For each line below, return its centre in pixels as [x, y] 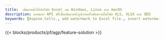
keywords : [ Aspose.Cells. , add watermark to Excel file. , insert [73, 19]
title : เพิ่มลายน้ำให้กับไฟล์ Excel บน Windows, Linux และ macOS [64, 10]
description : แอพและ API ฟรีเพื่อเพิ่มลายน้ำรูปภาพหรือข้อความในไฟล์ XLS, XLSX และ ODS [78, 14]
